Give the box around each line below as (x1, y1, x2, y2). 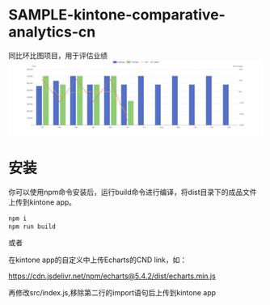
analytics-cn (8, 23, 96, 41)
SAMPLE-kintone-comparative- (8, 6, 226, 24)
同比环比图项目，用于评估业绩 (8, 50, 108, 60)
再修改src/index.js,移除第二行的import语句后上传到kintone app (8, 288, 217, 297)
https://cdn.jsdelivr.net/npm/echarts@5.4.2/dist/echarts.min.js (8, 271, 216, 281)
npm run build (8, 222, 57, 231)
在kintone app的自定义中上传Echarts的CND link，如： (8, 255, 188, 265)
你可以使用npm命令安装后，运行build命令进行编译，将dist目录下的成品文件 (8, 188, 257, 197)
